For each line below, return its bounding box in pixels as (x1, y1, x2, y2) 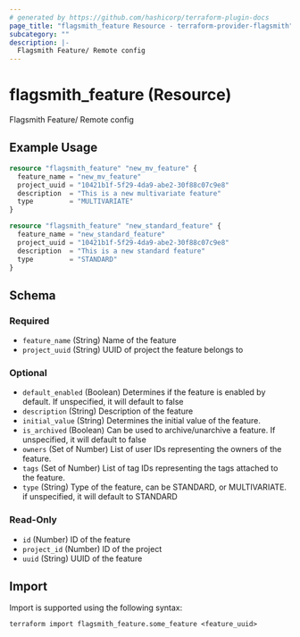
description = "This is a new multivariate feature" (17, 189, 221, 197)
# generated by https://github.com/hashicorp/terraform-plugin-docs (9, 13, 270, 22)
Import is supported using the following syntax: (9, 602, 183, 613)
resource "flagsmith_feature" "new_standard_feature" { (9, 222, 221, 230)
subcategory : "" (9, 29, 70, 38)
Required (9, 314, 50, 327)
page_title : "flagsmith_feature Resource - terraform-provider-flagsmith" (9, 21, 294, 30)
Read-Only (9, 514, 58, 526)
